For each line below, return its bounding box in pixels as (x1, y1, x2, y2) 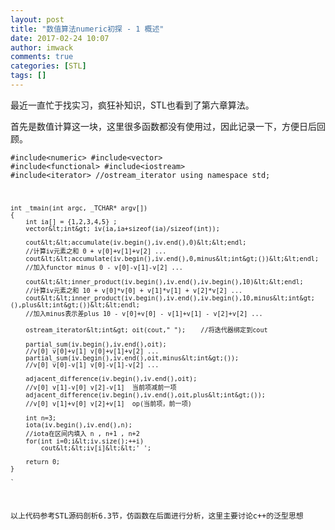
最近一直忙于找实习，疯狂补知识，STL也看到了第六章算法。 (10, 99, 255, 111)
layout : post (10, 14, 65, 25)
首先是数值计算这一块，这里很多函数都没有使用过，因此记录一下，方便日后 (10, 120, 317, 132)
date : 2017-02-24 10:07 (10, 33, 110, 43)
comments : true (10, 52, 74, 62)
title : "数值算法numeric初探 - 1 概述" (10, 24, 165, 34)
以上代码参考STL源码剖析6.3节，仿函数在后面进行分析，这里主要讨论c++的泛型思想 (10, 511, 304, 521)
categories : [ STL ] (10, 61, 87, 71)
